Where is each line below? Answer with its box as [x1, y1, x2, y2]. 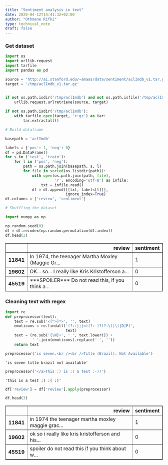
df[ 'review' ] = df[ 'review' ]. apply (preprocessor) [5, 386, 111, 392]
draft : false [5, 26, 32, 31]
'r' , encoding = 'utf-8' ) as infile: [54, 178, 128, 183]
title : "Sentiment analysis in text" [5, 7, 84, 13]
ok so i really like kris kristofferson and [29, 430, 120, 437]
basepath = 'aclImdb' [5, 136, 50, 141]
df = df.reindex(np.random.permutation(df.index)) [5, 228, 113, 233]
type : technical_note [5, 21, 50, 27]
